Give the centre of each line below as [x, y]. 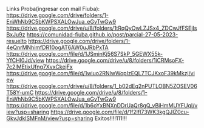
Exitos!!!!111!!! [111, 118]
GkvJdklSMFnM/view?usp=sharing [50, 118]
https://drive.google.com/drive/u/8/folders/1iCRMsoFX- [115, 60]
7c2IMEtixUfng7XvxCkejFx [39, 67]
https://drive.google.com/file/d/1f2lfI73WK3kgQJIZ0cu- [120, 112]
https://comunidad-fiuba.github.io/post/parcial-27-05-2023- [102, 35]
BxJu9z [16, 35]
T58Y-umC [20, 93]
